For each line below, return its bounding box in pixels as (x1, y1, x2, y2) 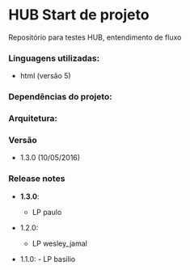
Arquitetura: (8, 113, 58, 124)
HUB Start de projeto (8, 6, 150, 24)
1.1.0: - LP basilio (19, 254, 76, 264)
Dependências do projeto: (8, 91, 112, 103)
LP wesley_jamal (32, 238, 87, 248)
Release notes (8, 173, 65, 184)
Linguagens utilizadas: (8, 53, 99, 64)
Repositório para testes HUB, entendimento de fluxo (8, 32, 182, 42)
